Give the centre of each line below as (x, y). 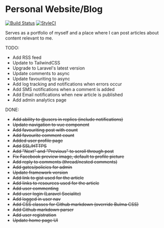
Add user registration (34, 215)
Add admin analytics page (39, 100)
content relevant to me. (29, 38)
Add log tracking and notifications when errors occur (67, 84)
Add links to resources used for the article (56, 183)
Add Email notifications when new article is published (67, 94)
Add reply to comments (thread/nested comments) (65, 161)
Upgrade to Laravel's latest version (49, 68)
